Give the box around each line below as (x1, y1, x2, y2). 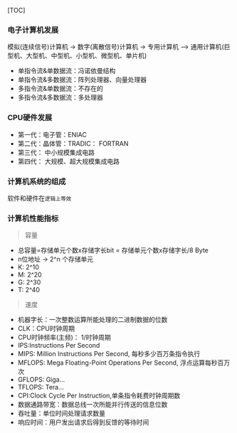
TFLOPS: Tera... (17, 383, 64, 392)
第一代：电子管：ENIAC (17, 130, 87, 139)
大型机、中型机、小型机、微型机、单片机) (26, 51, 147, 60)
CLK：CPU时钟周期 (17, 324, 75, 333)
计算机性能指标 (7, 213, 59, 223)
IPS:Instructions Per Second (17, 341, 100, 350)
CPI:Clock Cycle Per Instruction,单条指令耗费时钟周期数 (17, 391, 181, 400)
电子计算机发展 (7, 25, 59, 35)
